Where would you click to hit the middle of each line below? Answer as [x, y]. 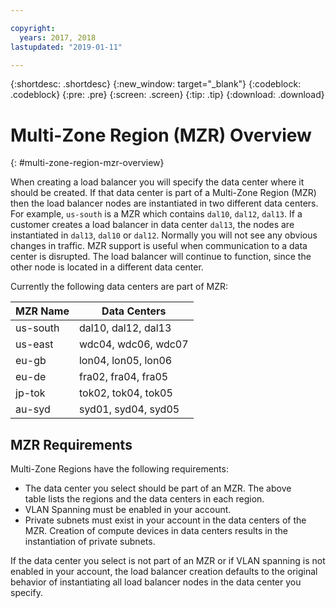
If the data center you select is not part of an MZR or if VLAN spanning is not [168, 561]
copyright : [33, 28]
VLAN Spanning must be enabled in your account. [128, 510]
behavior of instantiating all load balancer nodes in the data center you [156, 582]
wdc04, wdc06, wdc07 [133, 344]
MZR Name [42, 311]
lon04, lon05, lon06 [125, 361]
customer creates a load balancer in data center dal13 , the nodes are [152, 225]
